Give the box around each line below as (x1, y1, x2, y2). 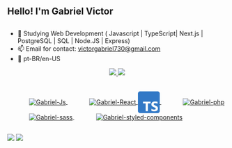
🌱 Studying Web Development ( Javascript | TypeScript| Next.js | (17, 29, 203, 38)
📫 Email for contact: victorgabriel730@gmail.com (17, 44, 161, 53)
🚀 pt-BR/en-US (17, 54, 61, 63)
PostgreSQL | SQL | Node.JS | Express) (17, 36, 130, 44)
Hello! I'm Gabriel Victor (7, 6, 114, 17)
